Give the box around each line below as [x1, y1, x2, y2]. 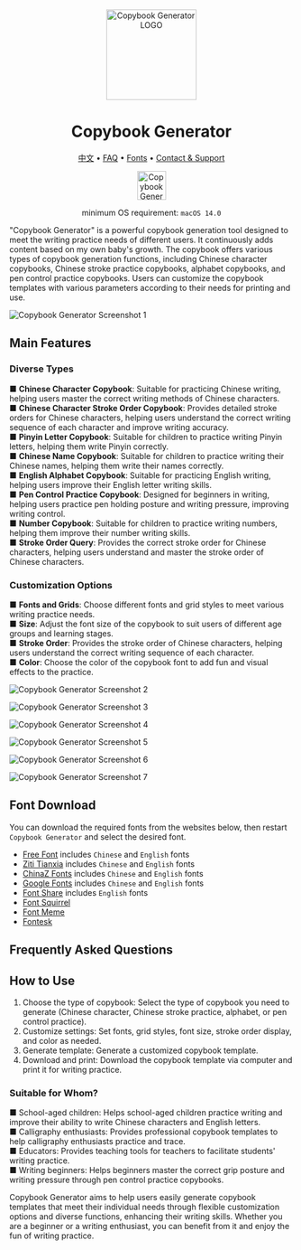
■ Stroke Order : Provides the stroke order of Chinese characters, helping [9, 637, 283, 648]
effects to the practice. [9, 666, 95, 677]
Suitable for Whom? [9, 1086, 99, 1099]
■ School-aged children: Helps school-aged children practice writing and [9, 1107, 283, 1118]
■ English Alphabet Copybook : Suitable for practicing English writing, [9, 469, 272, 481]
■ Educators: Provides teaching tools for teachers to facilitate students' [9, 1146, 277, 1157]
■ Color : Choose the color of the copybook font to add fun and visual [9, 656, 269, 667]
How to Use [9, 973, 76, 988]
